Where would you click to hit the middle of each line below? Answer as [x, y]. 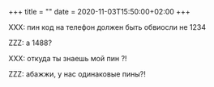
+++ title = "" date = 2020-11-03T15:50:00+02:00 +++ [99, 12]
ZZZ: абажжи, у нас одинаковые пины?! [77, 74]
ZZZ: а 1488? [30, 43]
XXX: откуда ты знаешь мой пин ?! [68, 58]
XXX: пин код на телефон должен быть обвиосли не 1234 [107, 27]
